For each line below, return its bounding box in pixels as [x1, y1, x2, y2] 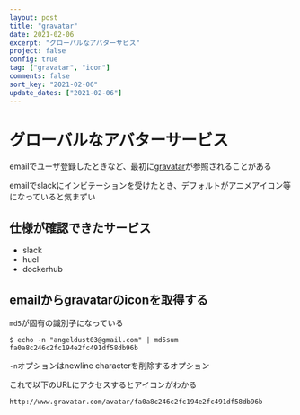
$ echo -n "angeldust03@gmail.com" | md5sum [9, 336, 179, 345]
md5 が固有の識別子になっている [9, 318, 124, 329]
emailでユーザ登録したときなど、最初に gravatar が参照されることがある [9, 161, 272, 172]
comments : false [9, 72, 70, 81]
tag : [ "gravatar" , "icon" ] [9, 64, 110, 73]
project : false [9, 47, 66, 56]
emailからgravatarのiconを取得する [9, 292, 208, 307]
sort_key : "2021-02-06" [9, 80, 99, 89]
